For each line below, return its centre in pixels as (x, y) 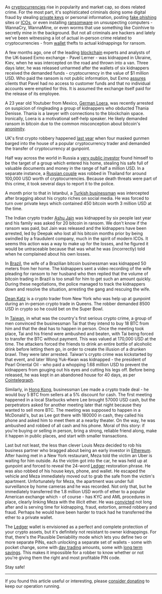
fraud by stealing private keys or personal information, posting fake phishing (81, 17)
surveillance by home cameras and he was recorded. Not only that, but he (79, 486)
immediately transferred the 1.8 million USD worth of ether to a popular (75, 491)
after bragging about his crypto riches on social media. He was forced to (77, 198)
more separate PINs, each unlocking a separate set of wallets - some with (78, 542)
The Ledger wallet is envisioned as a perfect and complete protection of (77, 527)
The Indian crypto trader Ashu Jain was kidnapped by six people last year (78, 218)
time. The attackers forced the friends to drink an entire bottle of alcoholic (78, 344)
